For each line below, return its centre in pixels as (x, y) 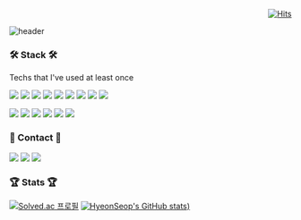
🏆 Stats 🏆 (34, 182)
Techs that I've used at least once (72, 78)
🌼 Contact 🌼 (35, 138)
